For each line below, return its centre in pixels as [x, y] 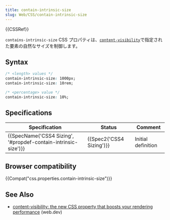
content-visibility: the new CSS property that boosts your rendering [83, 207]
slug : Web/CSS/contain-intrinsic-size [46, 15]
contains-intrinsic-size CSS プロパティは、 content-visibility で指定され [84, 40]
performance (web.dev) [37, 212]
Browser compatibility [41, 166]
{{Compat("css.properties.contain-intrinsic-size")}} [59, 178]
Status [109, 127]
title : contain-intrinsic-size [38, 10]
